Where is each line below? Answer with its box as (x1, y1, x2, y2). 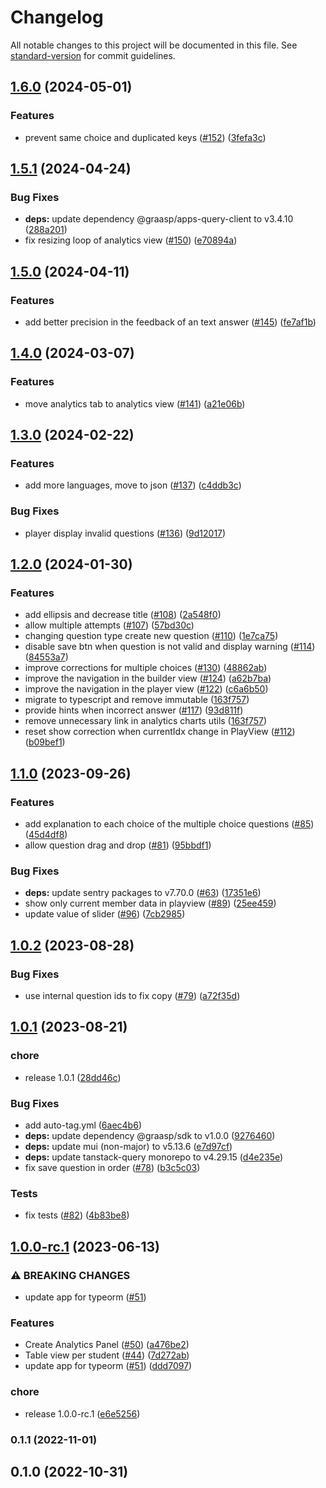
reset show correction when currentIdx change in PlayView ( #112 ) (24, 726, 296, 738)
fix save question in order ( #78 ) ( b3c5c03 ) (24, 1162, 201, 1174)
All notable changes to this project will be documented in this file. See (10, 39, 298, 51)
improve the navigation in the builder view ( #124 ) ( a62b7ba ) (24, 672, 272, 685)
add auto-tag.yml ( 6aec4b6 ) (24, 1119, 142, 1131)
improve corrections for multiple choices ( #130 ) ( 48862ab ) (24, 662, 268, 674)
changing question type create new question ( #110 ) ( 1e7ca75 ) (24, 630, 279, 642)
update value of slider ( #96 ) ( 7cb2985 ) (24, 908, 186, 920)
